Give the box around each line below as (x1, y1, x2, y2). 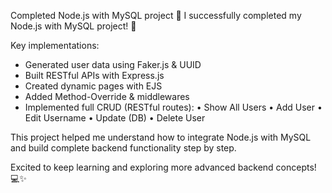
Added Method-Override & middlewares (24, 91, 190, 102)
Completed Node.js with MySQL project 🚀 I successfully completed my (10, 10, 302, 21)
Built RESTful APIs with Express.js (24, 70, 165, 81)
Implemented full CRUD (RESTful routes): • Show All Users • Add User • (24, 101, 323, 113)
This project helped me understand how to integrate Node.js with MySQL (10, 131, 312, 143)
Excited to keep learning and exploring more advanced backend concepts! (10, 161, 317, 173)
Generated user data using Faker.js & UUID (24, 59, 202, 70)
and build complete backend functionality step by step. (10, 142, 237, 154)
